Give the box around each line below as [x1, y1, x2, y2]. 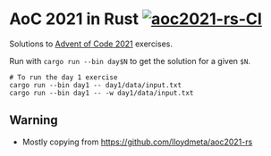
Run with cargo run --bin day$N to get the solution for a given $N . [9, 55, 250, 66]
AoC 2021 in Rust [9, 9, 140, 29]
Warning [9, 112, 58, 128]
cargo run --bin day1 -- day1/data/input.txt [9, 80, 182, 89]
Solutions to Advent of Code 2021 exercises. [9, 38, 173, 49]
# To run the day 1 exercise [9, 72, 118, 82]
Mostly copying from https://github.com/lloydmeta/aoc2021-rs [21, 136, 253, 147]
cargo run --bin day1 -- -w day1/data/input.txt [9, 88, 194, 97]
